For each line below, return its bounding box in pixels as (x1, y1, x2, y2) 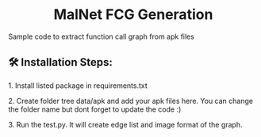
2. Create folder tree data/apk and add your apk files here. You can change (8, 96, 254, 105)
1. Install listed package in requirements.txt (8, 81, 148, 90)
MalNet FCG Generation (53, 6, 213, 24)
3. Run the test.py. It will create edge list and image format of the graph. (8, 120, 244, 129)
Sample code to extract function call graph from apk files (8, 32, 194, 41)
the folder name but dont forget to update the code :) (8, 105, 182, 114)
